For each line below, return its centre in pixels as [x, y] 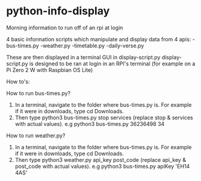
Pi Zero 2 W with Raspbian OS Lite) [50, 70]
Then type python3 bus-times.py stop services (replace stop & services [104, 117]
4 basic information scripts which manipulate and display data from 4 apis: [99, 39]
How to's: [18, 82]
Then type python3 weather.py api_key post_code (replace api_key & [100, 159]
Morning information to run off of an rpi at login [65, 28]
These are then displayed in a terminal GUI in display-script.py [83, 57]
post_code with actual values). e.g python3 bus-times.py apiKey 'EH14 [102, 166]
